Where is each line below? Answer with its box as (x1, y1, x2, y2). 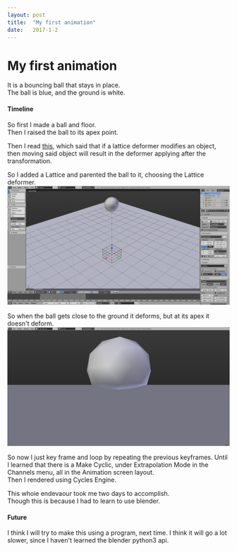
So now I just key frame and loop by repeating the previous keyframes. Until (7, 453, 228, 461)
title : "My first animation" (7, 18, 97, 26)
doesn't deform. (7, 319, 54, 328)
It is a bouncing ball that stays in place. (7, 81, 121, 90)
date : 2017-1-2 (7, 26, 59, 33)
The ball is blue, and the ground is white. (7, 88, 126, 97)
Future (7, 513, 28, 521)
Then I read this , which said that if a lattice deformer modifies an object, (7, 141, 217, 150)
